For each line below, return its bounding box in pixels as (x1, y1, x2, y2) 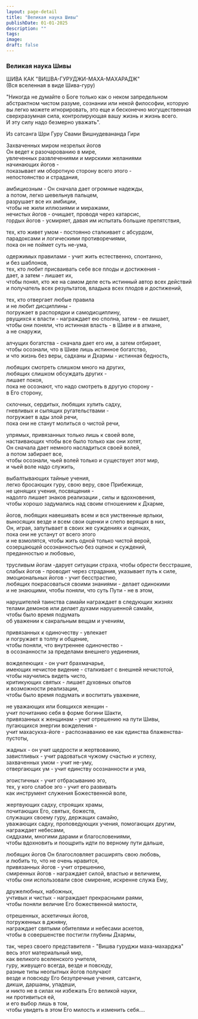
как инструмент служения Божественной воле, (6, 790, 127, 797)
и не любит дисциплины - (6, 302, 72, 310)
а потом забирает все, (6, 451, 64, 458)
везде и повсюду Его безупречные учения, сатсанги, (6, 975, 142, 982)
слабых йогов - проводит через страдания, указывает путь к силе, (6, 568, 177, 575)
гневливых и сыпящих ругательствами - (6, 407, 109, 414)
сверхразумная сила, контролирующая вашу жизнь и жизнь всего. (6, 112, 178, 120)
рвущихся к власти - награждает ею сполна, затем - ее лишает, (6, 315, 170, 323)
